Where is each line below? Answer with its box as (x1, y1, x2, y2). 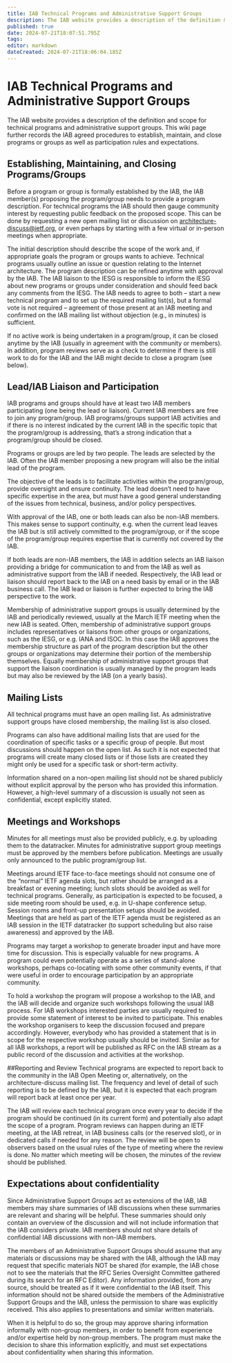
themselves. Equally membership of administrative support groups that (7, 657, 209, 666)
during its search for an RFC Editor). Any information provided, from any (7, 1276, 212, 1284)
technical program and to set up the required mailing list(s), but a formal (7, 296, 212, 304)
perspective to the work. (7, 592, 77, 601)
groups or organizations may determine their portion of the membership (7, 650, 212, 658)
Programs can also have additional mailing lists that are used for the (7, 731, 200, 740)
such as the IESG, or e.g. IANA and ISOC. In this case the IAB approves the (7, 635, 220, 643)
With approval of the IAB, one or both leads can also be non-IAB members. (7, 513, 220, 521)
